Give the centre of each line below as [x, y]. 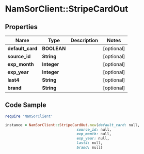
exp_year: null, [93, 139]
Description [84, 40]
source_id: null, [94, 129]
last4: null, [90, 143]
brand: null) [90, 148]
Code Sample [26, 105]
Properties [21, 27]
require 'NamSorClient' [29, 116]
